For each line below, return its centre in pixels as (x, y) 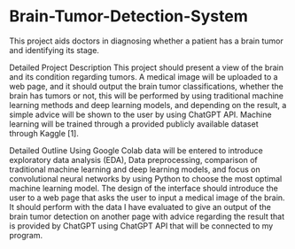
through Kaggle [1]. (44, 133)
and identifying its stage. (54, 50)
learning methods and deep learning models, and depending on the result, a (148, 105)
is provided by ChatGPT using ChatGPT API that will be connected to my (141, 226)
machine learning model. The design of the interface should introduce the (144, 188)
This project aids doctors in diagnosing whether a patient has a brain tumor (146, 41)
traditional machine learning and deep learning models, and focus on (135, 169)
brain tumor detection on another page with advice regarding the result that (147, 216)
